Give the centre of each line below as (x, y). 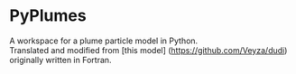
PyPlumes (48, 16)
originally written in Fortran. (60, 60)
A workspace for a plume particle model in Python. (104, 41)
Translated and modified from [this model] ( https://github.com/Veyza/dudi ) (148, 50)
